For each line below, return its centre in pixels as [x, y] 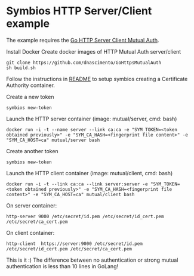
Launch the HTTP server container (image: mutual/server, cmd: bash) [92, 119]
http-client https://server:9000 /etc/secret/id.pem [75, 244]
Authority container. [31, 85]
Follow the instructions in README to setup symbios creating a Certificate [97, 79]
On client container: [30, 232]
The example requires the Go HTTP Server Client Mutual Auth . [83, 40]
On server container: [32, 205]
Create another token [32, 151]
